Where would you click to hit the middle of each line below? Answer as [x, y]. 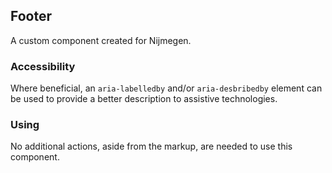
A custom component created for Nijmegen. [101, 40]
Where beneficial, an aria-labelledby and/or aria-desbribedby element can [166, 88]
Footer [31, 16]
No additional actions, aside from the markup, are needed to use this [151, 146]
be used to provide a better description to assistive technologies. [144, 99]
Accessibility [43, 66]
